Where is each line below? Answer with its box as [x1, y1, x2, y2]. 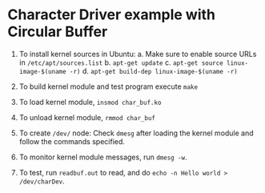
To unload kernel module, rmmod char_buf [18, 112, 155, 122]
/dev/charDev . [18, 176, 65, 186]
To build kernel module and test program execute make [18, 82, 198, 91]
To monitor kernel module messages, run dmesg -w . [18, 152, 187, 162]
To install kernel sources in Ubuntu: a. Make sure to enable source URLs [18, 49, 257, 58]
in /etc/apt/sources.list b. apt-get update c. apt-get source [18, 58, 223, 67]
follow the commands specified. [18, 136, 126, 146]
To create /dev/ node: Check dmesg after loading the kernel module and [18, 128, 254, 138]
